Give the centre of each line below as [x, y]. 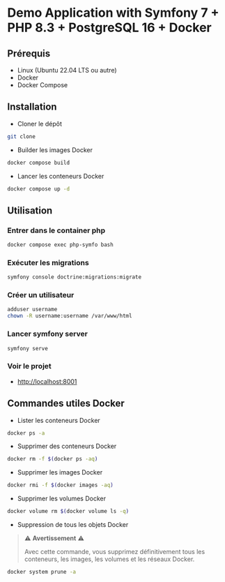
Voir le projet [30, 366]
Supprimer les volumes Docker [62, 499]
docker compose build [39, 163]
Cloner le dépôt [40, 124]
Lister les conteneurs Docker [59, 420]
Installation [32, 107]
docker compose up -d [39, 189]
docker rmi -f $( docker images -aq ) [60, 485]
